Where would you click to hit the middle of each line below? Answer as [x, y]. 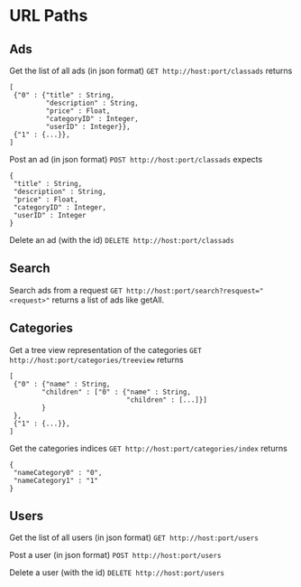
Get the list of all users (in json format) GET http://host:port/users [134, 537]
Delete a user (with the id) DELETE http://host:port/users [117, 573]
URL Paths [49, 16]
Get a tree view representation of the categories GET [106, 349]
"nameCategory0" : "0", [58, 472]
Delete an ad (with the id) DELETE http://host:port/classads [122, 240]
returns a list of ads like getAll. [108, 300]
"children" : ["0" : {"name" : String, [117, 392]
